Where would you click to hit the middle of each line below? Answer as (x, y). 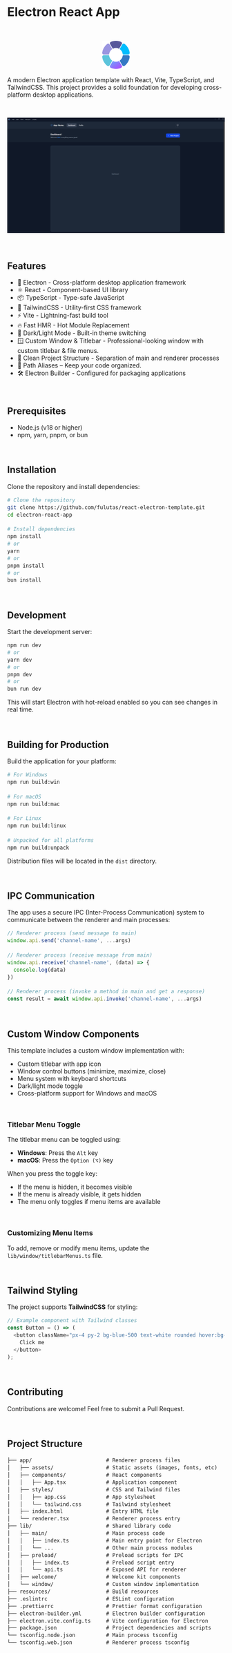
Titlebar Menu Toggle (44, 1125)
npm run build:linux (37, 826)
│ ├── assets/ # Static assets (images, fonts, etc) (112, 1468)
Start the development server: (50, 632)
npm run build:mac (33, 804)
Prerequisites (37, 411)
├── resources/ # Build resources (83, 1592)
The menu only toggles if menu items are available (89, 1202)
